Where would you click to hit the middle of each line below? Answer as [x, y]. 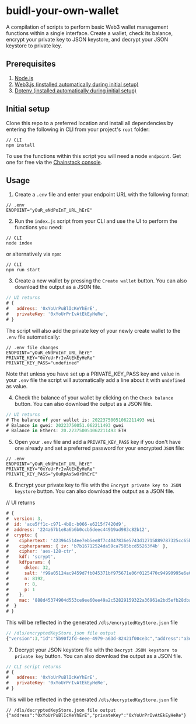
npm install [20, 145]
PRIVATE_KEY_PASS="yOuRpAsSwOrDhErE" [52, 474]
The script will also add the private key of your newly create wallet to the [93, 330]
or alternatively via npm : [34, 254]
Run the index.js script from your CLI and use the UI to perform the [96, 221]
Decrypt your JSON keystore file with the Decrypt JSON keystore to [96, 650]
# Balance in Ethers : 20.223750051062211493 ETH [66, 431]
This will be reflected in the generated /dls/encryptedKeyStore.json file [92, 622]
